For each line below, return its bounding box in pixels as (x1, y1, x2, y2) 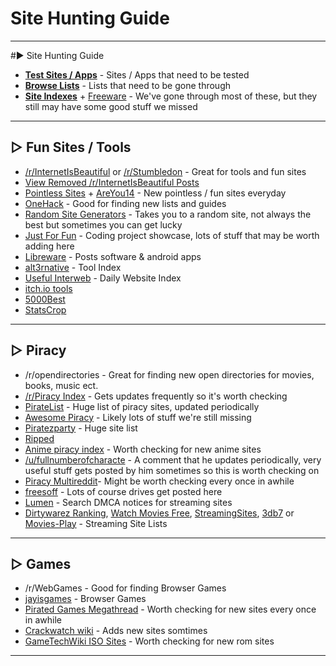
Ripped (24, 432, 55, 444)
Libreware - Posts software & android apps (24, 250, 202, 262)
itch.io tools (24, 282, 73, 294)
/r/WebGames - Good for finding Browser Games (24, 582, 227, 594)
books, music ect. (24, 379, 99, 391)
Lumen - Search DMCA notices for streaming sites (24, 496, 233, 508)
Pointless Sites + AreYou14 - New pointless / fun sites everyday (24, 187, 287, 199)
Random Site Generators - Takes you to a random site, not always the (24, 208, 312, 220)
